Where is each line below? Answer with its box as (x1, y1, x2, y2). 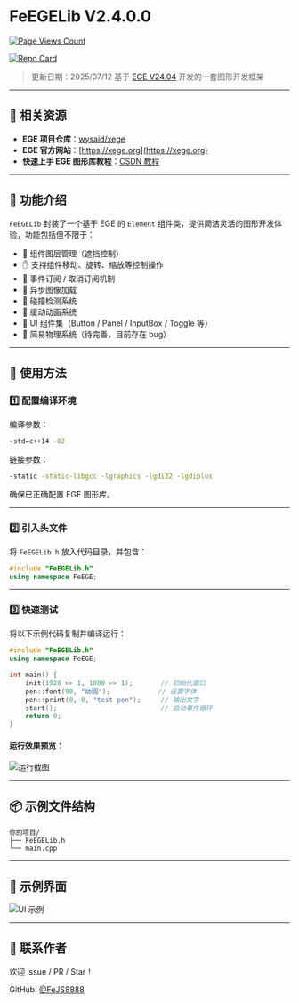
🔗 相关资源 (9, 109, 67, 124)
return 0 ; (25, 712, 62, 721)
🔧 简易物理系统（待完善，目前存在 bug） (21, 328, 172, 339)
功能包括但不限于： (24, 229, 95, 239)
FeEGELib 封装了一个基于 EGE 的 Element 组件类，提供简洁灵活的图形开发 (9, 218, 275, 229)
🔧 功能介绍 (9, 193, 67, 208)
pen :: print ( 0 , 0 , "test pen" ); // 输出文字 (25, 695, 200, 704)
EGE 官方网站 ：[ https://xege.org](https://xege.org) (21, 144, 208, 155)
